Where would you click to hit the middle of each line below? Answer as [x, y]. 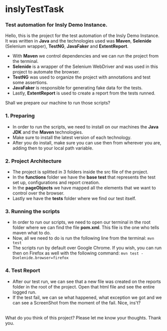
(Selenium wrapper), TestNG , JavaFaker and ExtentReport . [67, 46]
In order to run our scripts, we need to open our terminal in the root [81, 222]
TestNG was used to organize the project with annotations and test [81, 77]
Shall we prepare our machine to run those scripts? [58, 103]
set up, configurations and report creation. [56, 182]
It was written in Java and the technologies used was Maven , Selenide [78, 41]
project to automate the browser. [46, 72]
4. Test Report [23, 270]
